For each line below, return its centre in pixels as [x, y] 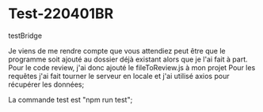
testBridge [25, 35]
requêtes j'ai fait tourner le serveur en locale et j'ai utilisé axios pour [119, 76]
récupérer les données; [46, 84]
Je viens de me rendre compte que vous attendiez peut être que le [117, 50]
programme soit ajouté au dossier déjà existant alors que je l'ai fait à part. [128, 59]
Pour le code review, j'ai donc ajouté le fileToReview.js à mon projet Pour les [132, 67]
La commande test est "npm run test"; [71, 99]
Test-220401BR [61, 14]
